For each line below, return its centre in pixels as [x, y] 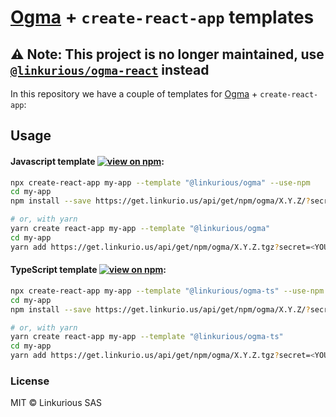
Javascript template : [87, 161]
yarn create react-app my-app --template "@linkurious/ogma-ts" [147, 337]
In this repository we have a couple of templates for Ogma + [134, 94]
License [30, 381]
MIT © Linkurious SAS [56, 403]
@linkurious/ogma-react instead [110, 69]
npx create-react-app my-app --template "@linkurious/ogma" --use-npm [160, 182]
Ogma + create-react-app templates [162, 17]
